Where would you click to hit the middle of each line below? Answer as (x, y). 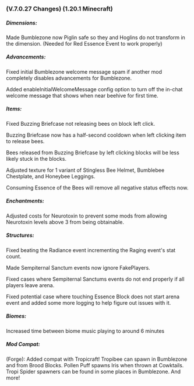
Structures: (20, 235)
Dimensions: (22, 23)
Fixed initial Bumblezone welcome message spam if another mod (84, 71)
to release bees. (25, 141)
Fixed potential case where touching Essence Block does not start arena (93, 297)
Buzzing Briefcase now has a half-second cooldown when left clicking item (96, 135)
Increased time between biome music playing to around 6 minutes (85, 331)
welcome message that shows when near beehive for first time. (82, 95)
